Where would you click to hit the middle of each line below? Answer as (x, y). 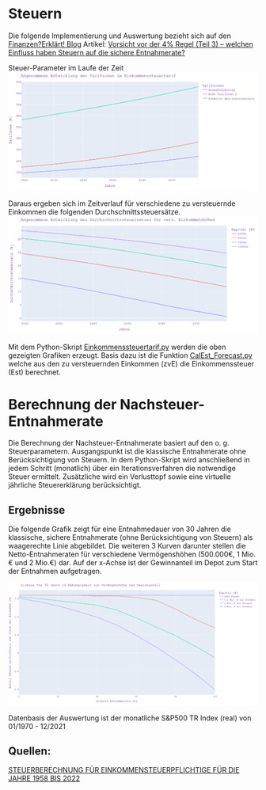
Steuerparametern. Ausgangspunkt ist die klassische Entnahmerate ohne (127, 451)
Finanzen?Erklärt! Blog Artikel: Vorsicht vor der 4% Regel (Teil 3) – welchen (131, 44)
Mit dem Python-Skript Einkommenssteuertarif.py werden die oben (117, 347)
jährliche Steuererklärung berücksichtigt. (75, 485)
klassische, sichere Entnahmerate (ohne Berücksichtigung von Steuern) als (131, 537)
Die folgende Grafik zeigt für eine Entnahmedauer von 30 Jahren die (120, 529)
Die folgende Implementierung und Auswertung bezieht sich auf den (120, 36)
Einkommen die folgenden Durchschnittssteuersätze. (95, 211)
